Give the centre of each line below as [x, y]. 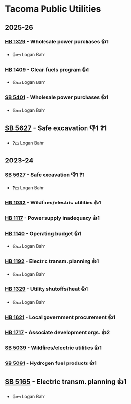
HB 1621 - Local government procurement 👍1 [60, 317]
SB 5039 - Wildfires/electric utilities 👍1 [54, 348]
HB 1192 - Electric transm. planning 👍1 [52, 261]
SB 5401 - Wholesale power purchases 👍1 [57, 97]
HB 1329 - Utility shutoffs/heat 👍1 [47, 289]
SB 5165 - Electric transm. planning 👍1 [66, 382]
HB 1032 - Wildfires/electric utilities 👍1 [53, 202]
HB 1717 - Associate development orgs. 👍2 [58, 332]
